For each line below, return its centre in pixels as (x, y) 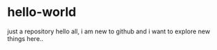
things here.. (26, 38)
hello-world (42, 12)
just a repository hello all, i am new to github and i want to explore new (109, 31)
